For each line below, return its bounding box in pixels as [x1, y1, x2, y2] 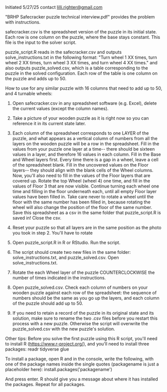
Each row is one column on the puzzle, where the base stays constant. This [5, 34, 161, 40]
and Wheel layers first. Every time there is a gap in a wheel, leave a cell [12, 157, 159, 163]
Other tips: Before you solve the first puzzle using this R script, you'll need [5, 336, 158, 341]
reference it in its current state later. [12, 121, 86, 126]
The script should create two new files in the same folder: [12, 249, 131, 255]
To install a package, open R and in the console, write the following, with [5, 356, 154, 362]
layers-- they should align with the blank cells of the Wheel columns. [12, 167, 154, 173]
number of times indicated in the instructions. [12, 275, 106, 281]
